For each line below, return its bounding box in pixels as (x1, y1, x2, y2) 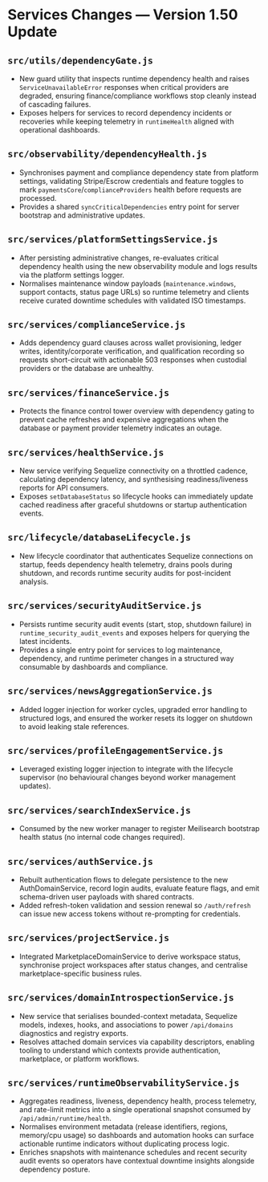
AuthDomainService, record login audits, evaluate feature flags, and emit (18, 883, 260, 893)
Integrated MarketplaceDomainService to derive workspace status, (18, 952, 242, 961)
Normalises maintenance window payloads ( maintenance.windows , (18, 279, 237, 288)
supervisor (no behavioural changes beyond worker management (18, 772, 236, 782)
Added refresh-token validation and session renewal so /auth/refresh (18, 900, 251, 910)
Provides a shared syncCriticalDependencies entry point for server (18, 202, 240, 211)
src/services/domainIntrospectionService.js (7, 992, 234, 1004)
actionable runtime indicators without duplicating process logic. (18, 1139, 229, 1149)
